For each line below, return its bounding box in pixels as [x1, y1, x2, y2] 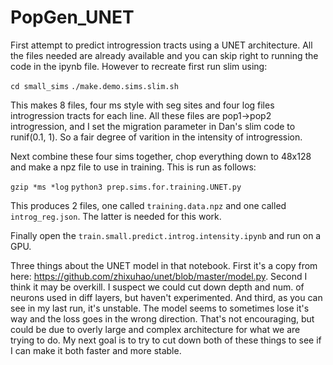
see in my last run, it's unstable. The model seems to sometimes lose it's [10, 302, 310, 314]
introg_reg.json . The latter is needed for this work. [10, 210, 222, 222]
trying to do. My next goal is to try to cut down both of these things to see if [10, 334, 322, 346]
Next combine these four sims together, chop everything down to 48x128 [10, 150, 312, 162]
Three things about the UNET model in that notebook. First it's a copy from [10, 259, 318, 271]
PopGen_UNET [10, 6, 135, 29]
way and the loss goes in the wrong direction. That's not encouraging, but [10, 312, 315, 325]
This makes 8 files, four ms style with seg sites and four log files [10, 99, 275, 111]
